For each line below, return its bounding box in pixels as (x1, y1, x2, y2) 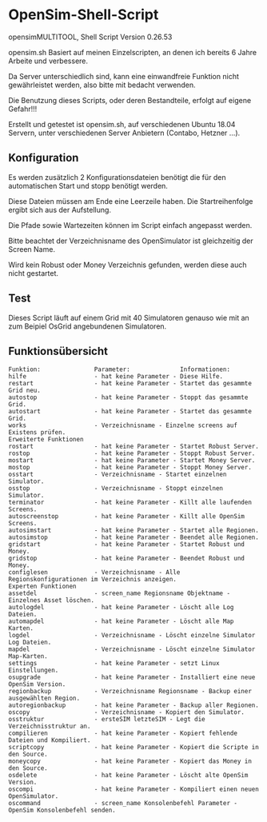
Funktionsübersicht (8, 344, 108, 357)
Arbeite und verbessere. (8, 56, 89, 66)
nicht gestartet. (8, 268, 58, 277)
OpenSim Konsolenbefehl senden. (8, 806, 116, 815)
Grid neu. (8, 386, 42, 395)
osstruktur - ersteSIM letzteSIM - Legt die (8, 716, 205, 724)
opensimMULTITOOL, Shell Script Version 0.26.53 (8, 32, 173, 42)
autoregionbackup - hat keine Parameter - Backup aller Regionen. (8, 701, 260, 709)
